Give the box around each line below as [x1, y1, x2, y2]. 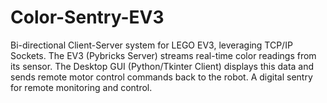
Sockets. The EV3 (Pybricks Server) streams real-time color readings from [10, 49, 317, 61]
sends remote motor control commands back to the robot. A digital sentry [10, 71, 313, 83]
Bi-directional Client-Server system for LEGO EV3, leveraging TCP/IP [10, 39, 293, 51]
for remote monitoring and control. [10, 81, 153, 93]
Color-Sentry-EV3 [10, 6, 165, 29]
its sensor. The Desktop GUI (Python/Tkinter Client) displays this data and [10, 60, 315, 72]
